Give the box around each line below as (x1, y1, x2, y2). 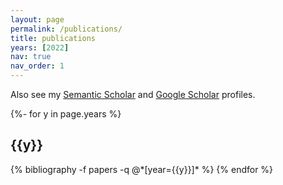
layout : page (10, 14, 65, 25)
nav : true (10, 52, 52, 62)
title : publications (10, 33, 97, 43)
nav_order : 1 (10, 61, 65, 71)
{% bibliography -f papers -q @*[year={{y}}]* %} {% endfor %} (10, 163, 274, 175)
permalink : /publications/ (10, 24, 123, 34)
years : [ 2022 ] (10, 42, 70, 53)
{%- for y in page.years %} (10, 108, 122, 120)
